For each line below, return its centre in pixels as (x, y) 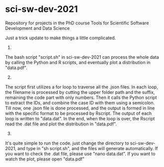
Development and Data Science (38, 28)
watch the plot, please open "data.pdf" (45, 159)
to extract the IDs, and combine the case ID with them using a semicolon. (80, 102)
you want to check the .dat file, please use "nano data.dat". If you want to (80, 154)
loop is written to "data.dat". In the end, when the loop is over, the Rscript (80, 118)
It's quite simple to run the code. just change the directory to (67, 143)
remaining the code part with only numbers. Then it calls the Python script (81, 97)
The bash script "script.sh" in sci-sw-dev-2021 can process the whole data (82, 57)
